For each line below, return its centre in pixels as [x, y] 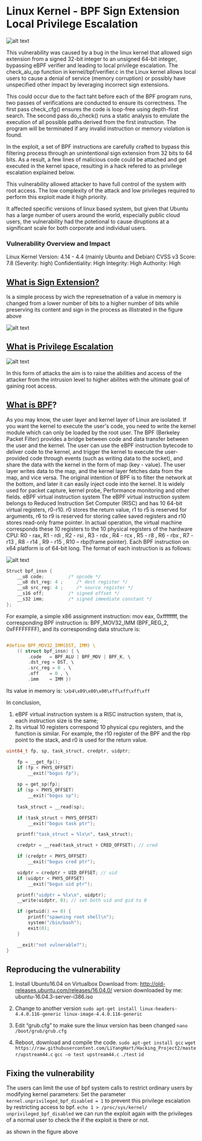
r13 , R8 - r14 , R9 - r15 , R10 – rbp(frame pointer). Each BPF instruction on [98, 541]
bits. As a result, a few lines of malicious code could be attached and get [96, 159]
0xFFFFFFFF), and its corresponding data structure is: [73, 629]
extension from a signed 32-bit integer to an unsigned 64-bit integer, [92, 59]
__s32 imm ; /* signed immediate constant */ [85, 599]
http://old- [153, 984]
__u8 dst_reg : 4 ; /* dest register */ [73, 582]
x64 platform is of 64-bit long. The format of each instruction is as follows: [99, 548]
